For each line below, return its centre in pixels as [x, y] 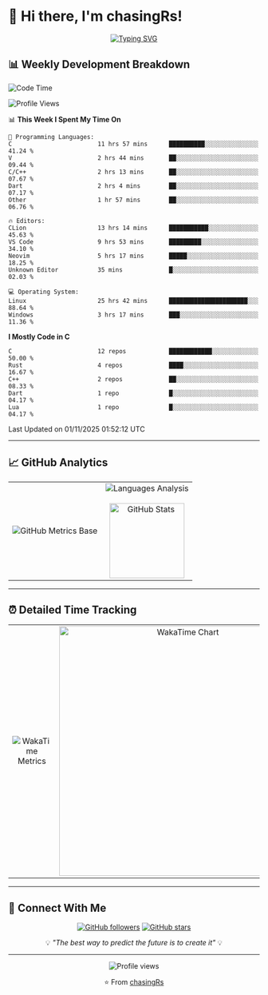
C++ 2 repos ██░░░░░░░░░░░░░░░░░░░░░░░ [134, 379]
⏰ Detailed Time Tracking [73, 609]
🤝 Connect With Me [57, 907]
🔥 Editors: [27, 221]
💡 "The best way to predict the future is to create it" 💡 [134, 943]
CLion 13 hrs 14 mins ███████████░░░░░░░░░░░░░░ [134, 228]
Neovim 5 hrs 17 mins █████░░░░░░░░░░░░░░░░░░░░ [134, 256]
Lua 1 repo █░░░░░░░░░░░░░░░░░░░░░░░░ [134, 407]
